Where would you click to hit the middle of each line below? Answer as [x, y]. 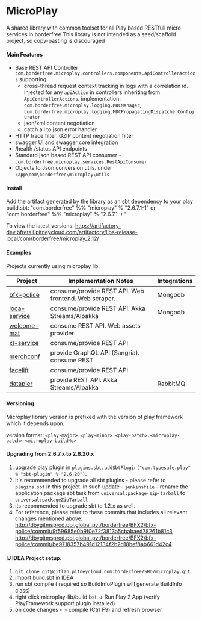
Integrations [175, 281]
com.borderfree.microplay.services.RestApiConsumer [81, 162]
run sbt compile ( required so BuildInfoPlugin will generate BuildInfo [98, 584]
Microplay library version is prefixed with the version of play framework [95, 417]
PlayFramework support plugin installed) [65, 603]
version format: [25, 435]
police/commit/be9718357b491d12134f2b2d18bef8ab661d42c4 [93, 544]
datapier [21, 384]
